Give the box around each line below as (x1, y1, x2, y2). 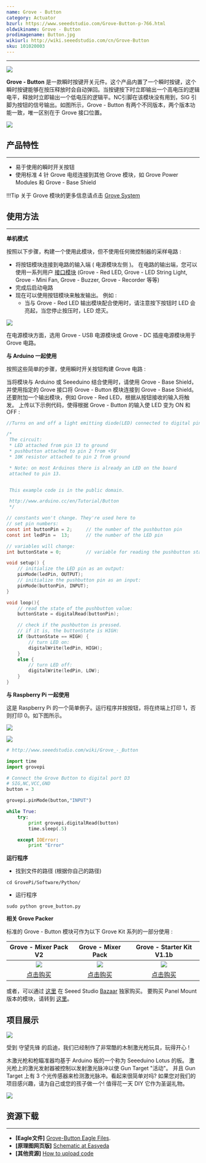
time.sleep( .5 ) (28, 825, 67, 832)
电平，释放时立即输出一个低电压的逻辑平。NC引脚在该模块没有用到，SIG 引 (6, 93, 197, 101)
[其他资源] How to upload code (15, 1149, 94, 1157)
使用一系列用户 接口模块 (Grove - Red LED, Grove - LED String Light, (15, 268, 188, 276)
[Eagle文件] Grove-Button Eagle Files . (15, 1134, 111, 1142)
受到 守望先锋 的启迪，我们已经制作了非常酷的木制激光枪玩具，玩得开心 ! (6, 1044, 190, 1051)
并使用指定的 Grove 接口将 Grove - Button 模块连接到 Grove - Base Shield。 (6, 386, 197, 393)
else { (17, 656, 34, 663)
